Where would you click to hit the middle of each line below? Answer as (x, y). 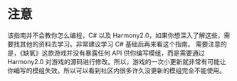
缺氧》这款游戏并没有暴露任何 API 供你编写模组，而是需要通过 (114, 53)
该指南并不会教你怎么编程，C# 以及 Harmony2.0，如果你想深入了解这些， (116, 35)
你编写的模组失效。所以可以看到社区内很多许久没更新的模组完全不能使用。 (116, 70)
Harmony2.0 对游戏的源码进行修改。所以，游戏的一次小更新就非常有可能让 (117, 61)
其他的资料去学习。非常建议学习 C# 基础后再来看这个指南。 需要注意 (120, 44)
